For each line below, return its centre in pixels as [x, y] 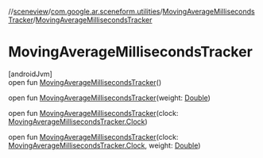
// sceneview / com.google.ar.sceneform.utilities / [85, 12]
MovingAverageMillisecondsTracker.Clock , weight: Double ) [104, 145]
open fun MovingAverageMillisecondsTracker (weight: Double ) [109, 98]
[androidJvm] [31, 74]
